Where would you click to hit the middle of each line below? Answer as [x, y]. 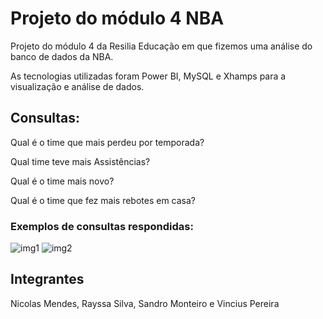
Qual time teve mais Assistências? [80, 161]
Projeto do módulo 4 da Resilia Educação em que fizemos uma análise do [161, 46]
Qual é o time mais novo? [62, 181]
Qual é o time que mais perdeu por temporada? [107, 142]
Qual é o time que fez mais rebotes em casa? [103, 200]
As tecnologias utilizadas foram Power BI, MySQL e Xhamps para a [148, 76]
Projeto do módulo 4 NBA [117, 18]
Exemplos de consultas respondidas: [102, 226]
